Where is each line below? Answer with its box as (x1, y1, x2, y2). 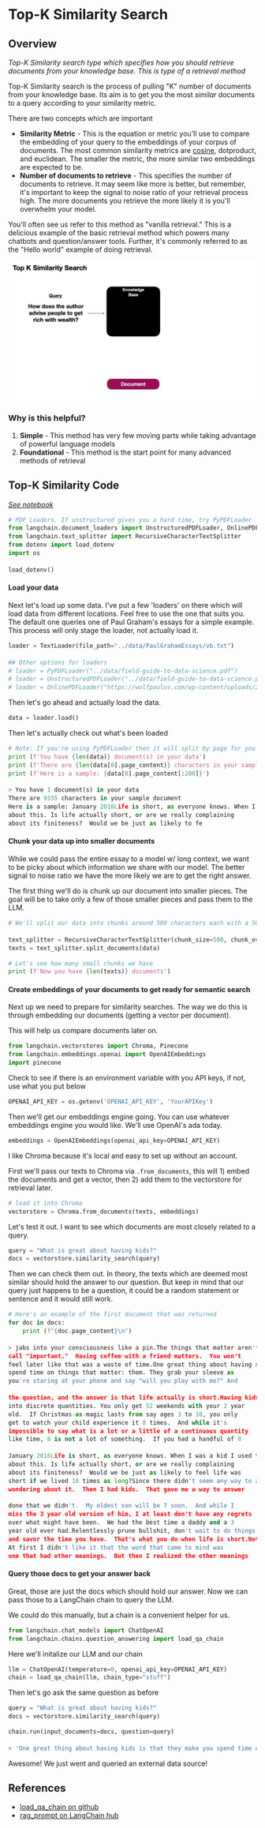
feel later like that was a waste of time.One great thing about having (8, 1360, 252, 1369)
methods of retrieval (19, 455, 86, 465)
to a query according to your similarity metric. (8, 99, 157, 107)
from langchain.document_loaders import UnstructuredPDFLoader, (8, 524, 224, 532)
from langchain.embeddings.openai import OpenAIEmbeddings (8, 1051, 207, 1058)
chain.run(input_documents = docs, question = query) (8, 1728, 175, 1736)
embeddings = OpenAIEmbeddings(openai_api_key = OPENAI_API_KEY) (8, 1137, 221, 1144)
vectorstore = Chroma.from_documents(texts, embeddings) (8, 1208, 200, 1216)
